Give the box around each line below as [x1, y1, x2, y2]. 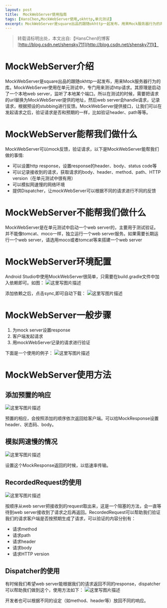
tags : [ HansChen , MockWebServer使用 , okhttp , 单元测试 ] [5, 16, 112, 21]
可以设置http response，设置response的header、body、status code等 [12, 163, 157, 169]
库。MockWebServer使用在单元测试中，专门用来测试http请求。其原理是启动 [5, 85, 161, 91]
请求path [12, 532, 31, 538]
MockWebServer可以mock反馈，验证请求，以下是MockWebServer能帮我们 [5, 146, 159, 152]
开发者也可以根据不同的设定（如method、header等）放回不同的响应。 [5, 598, 149, 604]
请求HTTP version [12, 551, 50, 557]
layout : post [5, 7, 32, 12]
